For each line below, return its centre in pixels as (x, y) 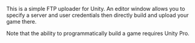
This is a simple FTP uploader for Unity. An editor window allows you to (96, 9)
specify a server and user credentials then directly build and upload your (97, 15)
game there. (22, 21)
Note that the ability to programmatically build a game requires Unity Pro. (98, 33)
